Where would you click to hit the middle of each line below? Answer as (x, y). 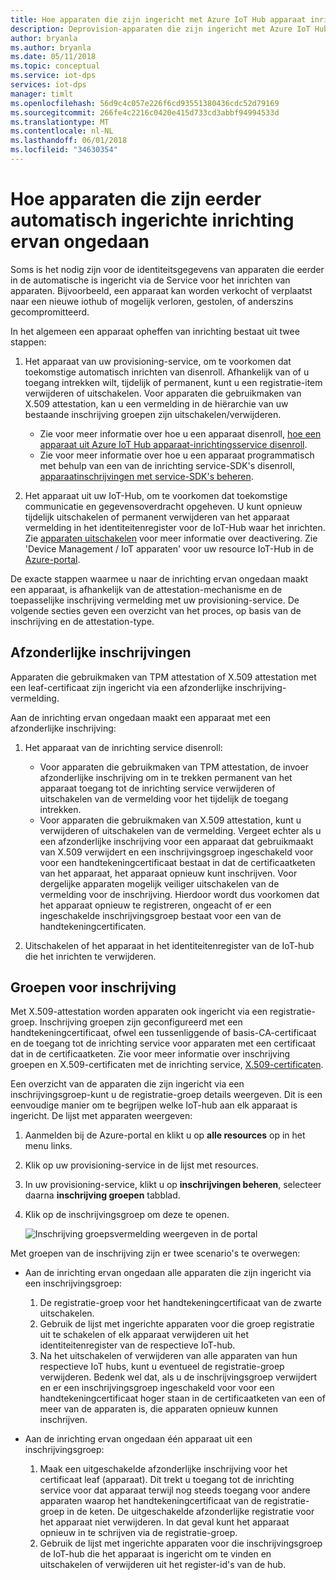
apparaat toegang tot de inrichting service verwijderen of (157, 788)
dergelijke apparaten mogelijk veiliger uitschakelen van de (159, 883)
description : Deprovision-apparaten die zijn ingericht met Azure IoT (160, 29)
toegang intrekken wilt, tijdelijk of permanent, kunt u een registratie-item (173, 382)
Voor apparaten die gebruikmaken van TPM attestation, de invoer (174, 767)
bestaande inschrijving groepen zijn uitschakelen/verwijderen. (153, 414)
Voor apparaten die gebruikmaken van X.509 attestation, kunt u (170, 820)
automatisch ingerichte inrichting (152, 220)
